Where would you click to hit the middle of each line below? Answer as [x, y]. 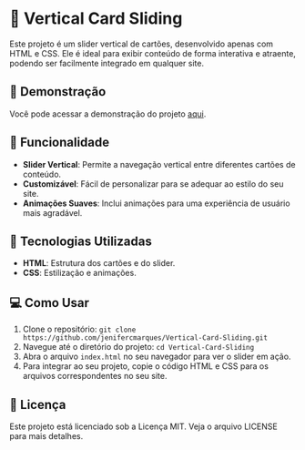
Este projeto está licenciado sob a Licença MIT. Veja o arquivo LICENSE [143, 426]
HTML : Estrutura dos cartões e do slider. [99, 263]
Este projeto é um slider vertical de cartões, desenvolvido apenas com [142, 44]
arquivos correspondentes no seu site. [95, 376]
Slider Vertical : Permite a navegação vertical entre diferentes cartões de [159, 164]
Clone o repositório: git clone [79, 329]
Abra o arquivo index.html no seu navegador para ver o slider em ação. [157, 357]
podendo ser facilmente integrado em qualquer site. [107, 63]
